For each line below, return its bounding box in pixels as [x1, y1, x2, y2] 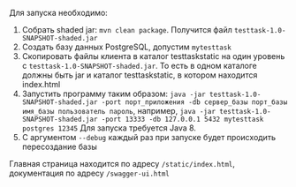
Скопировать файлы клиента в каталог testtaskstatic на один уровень [21, 51, 285, 61]
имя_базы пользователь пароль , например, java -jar [21, 106, 216, 116]
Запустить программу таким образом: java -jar [21, 88, 206, 99]
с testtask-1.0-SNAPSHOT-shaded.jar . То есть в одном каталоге [21, 61, 258, 71]
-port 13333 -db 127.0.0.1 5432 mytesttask [101, 115, 264, 123]
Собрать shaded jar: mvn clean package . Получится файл [21, 25, 232, 34]
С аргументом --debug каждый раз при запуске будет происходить [21, 132, 277, 142]
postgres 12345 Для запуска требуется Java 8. [21, 123, 197, 133]
